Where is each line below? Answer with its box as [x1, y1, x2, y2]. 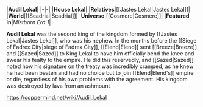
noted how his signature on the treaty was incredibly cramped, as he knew [6, 63, 194, 70]
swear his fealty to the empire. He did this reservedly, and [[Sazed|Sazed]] [6, 57, 194, 63]
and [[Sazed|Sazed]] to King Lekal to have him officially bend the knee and [6, 50, 194, 57]
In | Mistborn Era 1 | [6, 19, 51, 26]
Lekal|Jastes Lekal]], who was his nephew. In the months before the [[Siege [6, 37, 197, 44]
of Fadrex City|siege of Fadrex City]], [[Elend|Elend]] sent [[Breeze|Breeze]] [6, 43, 197, 50]
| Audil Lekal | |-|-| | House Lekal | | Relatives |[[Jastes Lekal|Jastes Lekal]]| [6, 6, 191, 13]
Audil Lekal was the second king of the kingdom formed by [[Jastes [6, 30, 178, 38]
